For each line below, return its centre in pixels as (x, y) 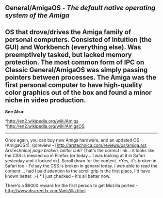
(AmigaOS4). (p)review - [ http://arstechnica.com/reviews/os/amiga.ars (76, 145)
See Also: (15, 112)
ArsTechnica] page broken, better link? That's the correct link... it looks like (80, 151)
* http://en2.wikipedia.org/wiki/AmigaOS (45, 126)
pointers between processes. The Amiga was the (81, 77)
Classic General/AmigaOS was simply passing (76, 70)
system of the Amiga (37, 16)
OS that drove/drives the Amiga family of (68, 32)
